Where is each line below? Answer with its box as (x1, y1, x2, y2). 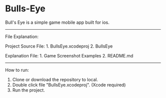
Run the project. (12, 87, 45, 93)
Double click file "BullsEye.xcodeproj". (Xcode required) (12, 82, 126, 88)
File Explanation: (5, 33, 39, 40)
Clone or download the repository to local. (12, 76, 98, 82)
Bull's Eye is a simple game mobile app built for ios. (5, 19, 110, 25)
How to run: (5, 67, 29, 73)
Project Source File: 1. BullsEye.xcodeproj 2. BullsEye (5, 43, 113, 49)
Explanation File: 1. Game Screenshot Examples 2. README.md (5, 52, 133, 58)
